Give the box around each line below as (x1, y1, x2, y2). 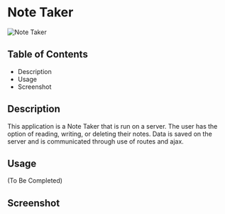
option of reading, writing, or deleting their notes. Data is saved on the (7, 129, 213, 138)
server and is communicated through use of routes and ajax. (7, 137, 185, 146)
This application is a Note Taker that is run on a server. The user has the (7, 122, 218, 130)
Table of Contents (7, 48, 89, 60)
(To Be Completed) (7, 176, 62, 185)
